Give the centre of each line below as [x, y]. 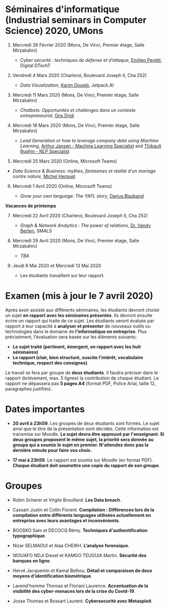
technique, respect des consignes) [50, 363]
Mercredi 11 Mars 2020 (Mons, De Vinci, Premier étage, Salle [75, 95]
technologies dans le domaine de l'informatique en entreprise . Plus [76, 331]
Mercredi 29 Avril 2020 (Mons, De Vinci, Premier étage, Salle [76, 240]
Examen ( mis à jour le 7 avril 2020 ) [79, 296]
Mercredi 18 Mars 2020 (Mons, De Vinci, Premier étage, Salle [76, 125]
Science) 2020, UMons [54, 31]
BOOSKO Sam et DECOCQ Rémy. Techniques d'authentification [80, 530]
